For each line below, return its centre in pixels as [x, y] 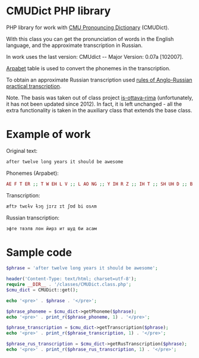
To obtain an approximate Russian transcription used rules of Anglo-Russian [99, 80]
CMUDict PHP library [59, 11]
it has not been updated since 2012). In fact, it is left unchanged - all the [94, 104]
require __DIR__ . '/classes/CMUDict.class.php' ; [69, 285]
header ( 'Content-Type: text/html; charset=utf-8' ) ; [71, 279]
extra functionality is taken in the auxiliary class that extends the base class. [99, 110]
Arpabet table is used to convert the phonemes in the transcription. [88, 68]
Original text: [22, 150]
